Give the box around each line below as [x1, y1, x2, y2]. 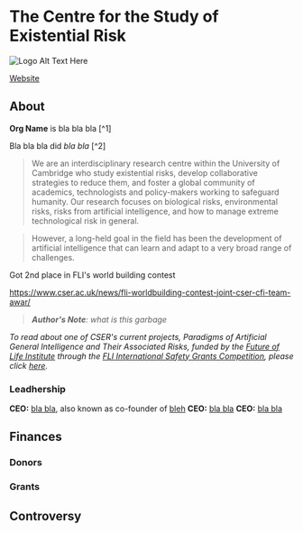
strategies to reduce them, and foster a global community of [31, 177, 255, 188]
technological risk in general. [31, 215, 140, 226]
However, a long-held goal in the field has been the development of [31, 233, 282, 244]
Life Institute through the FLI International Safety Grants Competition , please [9, 350, 295, 362]
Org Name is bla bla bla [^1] [9, 123, 112, 133]
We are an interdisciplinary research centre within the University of [31, 158, 280, 169]
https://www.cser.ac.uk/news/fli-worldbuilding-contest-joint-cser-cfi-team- [9, 287, 291, 298]
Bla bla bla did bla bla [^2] [9, 140, 106, 151]
